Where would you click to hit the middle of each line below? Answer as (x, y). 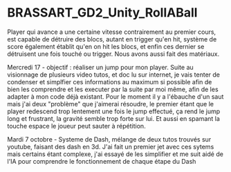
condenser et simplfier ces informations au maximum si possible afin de (110, 82)
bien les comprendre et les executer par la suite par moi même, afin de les (113, 89)
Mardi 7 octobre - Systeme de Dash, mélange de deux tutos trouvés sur (109, 139)
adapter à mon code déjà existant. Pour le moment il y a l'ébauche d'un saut (115, 96)
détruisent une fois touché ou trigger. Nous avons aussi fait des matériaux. (113, 54)
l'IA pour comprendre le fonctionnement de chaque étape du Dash (102, 161)
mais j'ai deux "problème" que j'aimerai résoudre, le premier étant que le (111, 104)
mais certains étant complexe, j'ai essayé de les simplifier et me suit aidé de (115, 154)
